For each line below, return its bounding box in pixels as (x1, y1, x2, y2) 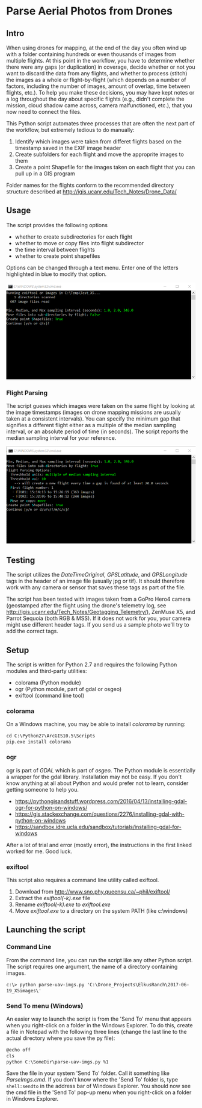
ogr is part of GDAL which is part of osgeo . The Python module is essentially (6, 766, 196, 774)
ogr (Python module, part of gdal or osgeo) (14, 686, 122, 693)
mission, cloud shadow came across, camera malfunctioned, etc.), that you (6, 102, 192, 109)
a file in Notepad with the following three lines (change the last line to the (6, 1028, 188, 1035)
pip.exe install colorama (6, 739, 71, 745)
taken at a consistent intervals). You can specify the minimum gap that (6, 415, 180, 422)
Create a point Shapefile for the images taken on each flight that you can (14, 164, 195, 171)
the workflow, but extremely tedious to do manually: (6, 127, 135, 133)
